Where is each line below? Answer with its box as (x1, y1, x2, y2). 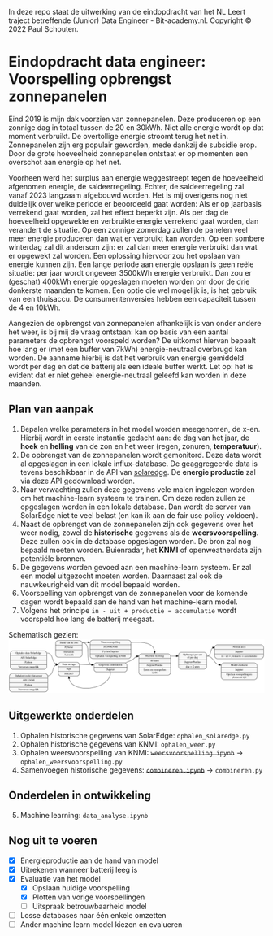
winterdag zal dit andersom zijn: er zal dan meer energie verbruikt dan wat (8, 242, 258, 251)
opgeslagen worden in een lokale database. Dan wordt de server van (19, 502, 252, 512)
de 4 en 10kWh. (8, 303, 61, 312)
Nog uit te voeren (8, 834, 97, 848)
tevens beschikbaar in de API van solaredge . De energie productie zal (19, 467, 256, 477)
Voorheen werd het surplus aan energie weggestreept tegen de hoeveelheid (8, 172, 264, 182)
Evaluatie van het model (19, 873, 102, 883)
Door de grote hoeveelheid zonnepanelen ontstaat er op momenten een (8, 148, 249, 158)
